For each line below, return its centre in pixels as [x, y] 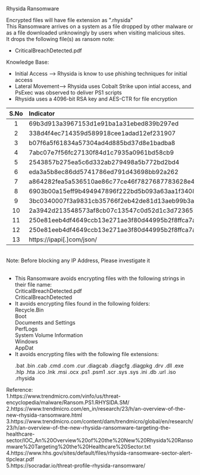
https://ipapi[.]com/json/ [63, 239]
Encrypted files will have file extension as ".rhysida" [70, 20]
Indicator [42, 114]
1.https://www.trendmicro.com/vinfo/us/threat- [63, 396]
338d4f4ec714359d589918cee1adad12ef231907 [102, 133]
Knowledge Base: [28, 62]
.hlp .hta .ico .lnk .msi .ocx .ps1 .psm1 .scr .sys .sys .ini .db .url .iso [95, 372]
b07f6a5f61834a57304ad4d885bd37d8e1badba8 [102, 143]
